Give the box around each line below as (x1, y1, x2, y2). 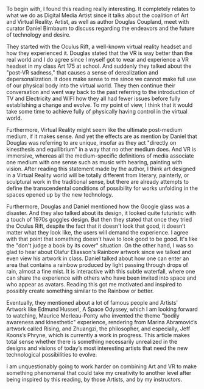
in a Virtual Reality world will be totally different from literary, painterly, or (6, 172, 189, 179)
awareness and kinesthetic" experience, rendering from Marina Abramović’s (6, 319, 197, 325)
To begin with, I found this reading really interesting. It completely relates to (6, 5, 196, 12)
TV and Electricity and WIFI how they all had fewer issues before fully (6, 95, 181, 102)
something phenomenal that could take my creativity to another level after (6, 369, 192, 376)
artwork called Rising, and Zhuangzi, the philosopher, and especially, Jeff (6, 325, 191, 332)
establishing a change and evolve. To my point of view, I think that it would (6, 101, 193, 109)
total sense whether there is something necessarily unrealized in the (6, 338, 178, 345)
